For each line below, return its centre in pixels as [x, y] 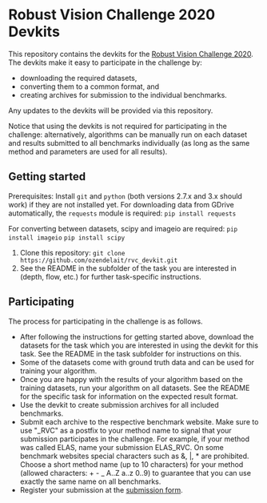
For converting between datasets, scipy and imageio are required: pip [123, 228]
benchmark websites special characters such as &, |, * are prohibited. [134, 456]
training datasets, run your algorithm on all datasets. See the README [135, 388]
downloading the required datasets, [78, 78]
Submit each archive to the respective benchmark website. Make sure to [139, 421]
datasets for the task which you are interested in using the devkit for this [139, 345]
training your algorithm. [58, 371]
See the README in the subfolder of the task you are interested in [128, 268]
